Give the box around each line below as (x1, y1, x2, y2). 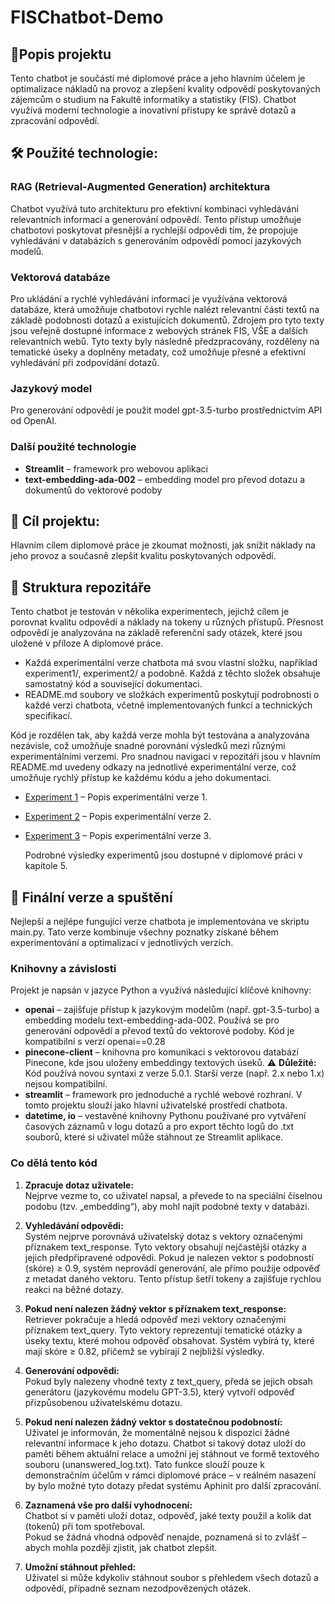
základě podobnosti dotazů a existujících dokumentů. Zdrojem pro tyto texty (10, 314, 325, 326)
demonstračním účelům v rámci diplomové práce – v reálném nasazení (24, 1469, 317, 1481)
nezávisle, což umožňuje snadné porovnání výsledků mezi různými (10, 740, 286, 752)
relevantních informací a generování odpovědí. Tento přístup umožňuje (10, 213, 302, 225)
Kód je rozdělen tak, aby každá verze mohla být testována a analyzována (10, 729, 310, 741)
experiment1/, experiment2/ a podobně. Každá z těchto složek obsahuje (24, 667, 321, 680)
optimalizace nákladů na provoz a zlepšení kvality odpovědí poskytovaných (10, 83, 321, 95)
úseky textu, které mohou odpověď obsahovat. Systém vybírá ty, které (24, 1334, 315, 1346)
